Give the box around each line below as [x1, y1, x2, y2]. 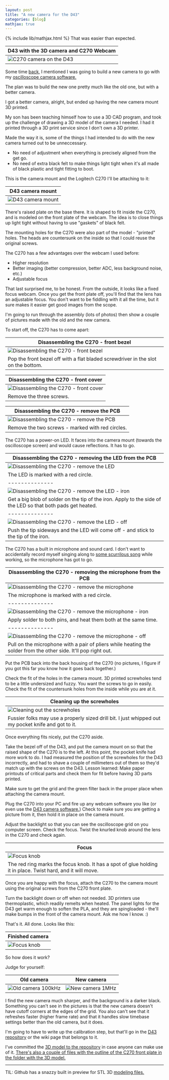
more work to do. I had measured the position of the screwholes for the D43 [5, 754, 163, 761]
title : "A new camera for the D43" [5, 12, 80, 17]
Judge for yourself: [5, 964, 45, 970]
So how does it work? [5, 954, 50, 960]
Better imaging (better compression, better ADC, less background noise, [12, 265, 162, 272]
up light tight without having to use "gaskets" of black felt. [5, 220, 126, 226]
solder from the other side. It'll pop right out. [8, 647, 112, 654]
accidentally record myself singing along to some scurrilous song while [5, 551, 153, 558]
